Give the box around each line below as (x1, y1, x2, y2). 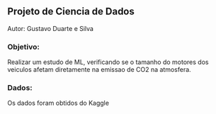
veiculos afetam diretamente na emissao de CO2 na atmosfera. (7, 65, 191, 74)
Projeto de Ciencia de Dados (7, 6, 135, 18)
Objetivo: (7, 42, 40, 51)
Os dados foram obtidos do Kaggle (7, 99, 110, 108)
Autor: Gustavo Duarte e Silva (7, 24, 94, 32)
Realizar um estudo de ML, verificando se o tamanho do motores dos (7, 58, 209, 66)
